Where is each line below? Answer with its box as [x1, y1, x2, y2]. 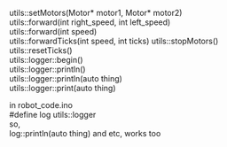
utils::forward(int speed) [9, 27, 98, 36]
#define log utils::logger [9, 110, 97, 120]
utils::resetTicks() [9, 45, 73, 56]
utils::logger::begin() [9, 55, 83, 65]
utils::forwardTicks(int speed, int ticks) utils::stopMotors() [9, 35, 219, 46]
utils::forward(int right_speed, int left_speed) [9, 17, 171, 27]
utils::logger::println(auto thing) [9, 73, 122, 83]
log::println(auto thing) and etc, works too [9, 128, 161, 138]
